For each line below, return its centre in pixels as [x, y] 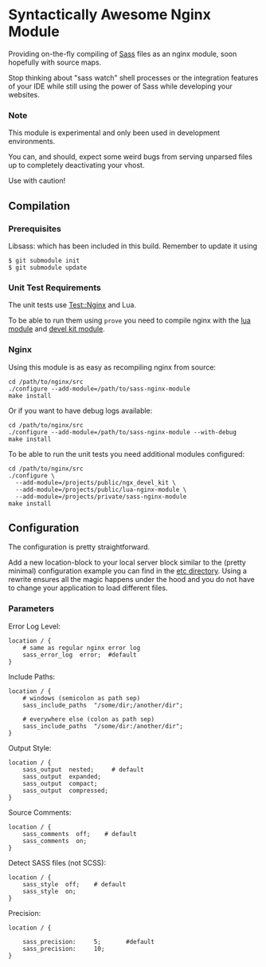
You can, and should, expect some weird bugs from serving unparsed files [131, 157]
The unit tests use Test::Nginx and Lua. [72, 305]
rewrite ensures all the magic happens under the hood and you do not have [131, 580]
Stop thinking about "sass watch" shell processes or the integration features [133, 77]
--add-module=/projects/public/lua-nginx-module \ [101, 489]
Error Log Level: [35, 626]
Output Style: [30, 747]
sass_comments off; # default [80, 834]
